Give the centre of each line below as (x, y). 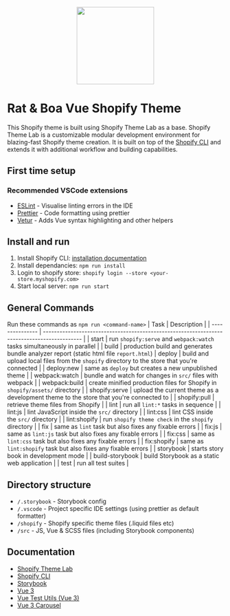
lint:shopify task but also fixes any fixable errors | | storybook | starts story (115, 449)
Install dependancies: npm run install (71, 265)
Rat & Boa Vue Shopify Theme (94, 108)
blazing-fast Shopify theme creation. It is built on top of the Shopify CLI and (114, 142)
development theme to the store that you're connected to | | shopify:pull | (111, 397)
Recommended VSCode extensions (68, 190)
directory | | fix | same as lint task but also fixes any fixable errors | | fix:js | (115, 427)
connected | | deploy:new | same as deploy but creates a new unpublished (112, 368)
